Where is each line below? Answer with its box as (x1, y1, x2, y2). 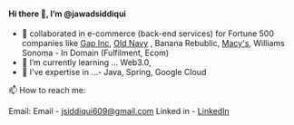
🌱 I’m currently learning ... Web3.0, (21, 57, 152, 68)
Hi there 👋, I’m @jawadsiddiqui (8, 8, 126, 19)
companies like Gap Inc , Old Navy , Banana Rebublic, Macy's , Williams (21, 38, 285, 49)
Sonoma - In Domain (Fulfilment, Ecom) (21, 47, 170, 59)
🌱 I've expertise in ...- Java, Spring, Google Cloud (21, 67, 207, 78)
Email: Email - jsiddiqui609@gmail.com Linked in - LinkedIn (8, 106, 230, 117)
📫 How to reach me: (8, 85, 86, 96)
